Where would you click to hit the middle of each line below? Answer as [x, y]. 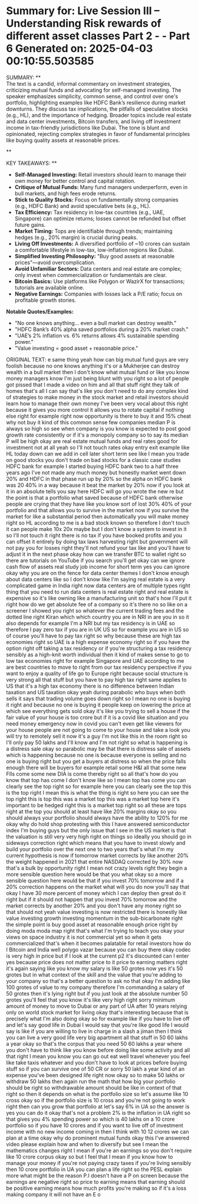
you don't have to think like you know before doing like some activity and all [98, 1050]
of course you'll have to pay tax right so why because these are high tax [94, 636]
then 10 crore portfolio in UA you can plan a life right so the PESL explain [94, 1169]
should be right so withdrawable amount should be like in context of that [94, 1088]
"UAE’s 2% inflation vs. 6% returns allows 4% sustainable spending [97, 336]
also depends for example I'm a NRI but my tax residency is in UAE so [90, 623]
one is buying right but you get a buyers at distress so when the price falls [96, 761]
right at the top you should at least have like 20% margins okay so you [91, 811]
